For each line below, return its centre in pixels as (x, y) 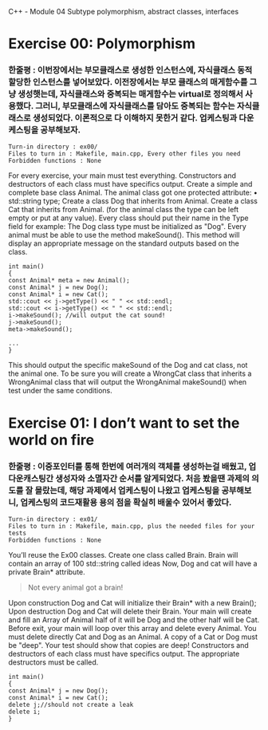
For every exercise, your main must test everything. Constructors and (122, 176)
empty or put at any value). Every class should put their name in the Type (128, 218)
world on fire (51, 440)
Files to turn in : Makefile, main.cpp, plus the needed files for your (132, 526)
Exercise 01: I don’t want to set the (124, 423)
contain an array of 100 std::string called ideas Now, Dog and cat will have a (133, 563)
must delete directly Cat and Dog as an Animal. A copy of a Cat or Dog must (133, 637)
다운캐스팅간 (31, 478)
